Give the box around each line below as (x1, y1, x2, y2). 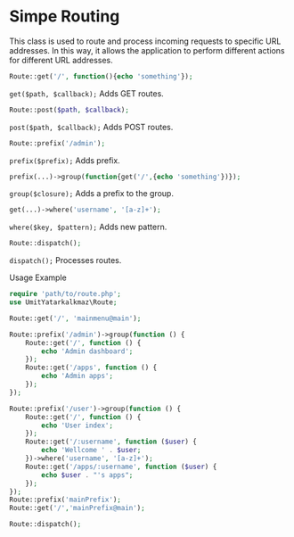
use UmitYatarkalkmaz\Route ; (9, 298, 118, 307)
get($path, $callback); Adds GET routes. (9, 87, 165, 99)
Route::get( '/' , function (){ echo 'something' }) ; (9, 71, 193, 81)
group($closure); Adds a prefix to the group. (9, 188, 174, 199)
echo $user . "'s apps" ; (41, 470, 134, 479)
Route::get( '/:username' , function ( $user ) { (25, 437, 198, 447)
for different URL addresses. (9, 54, 113, 65)
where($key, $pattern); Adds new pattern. (9, 221, 167, 233)
